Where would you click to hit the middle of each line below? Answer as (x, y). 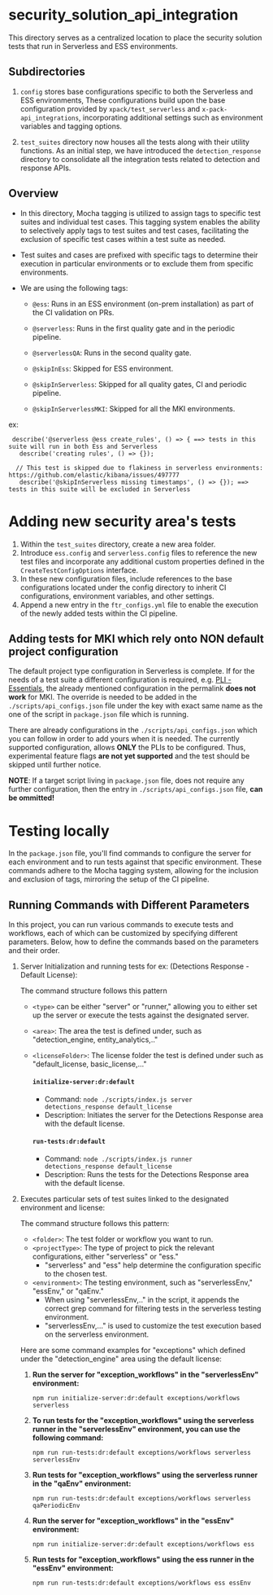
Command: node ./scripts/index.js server (118, 1099)
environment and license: (63, 1208)
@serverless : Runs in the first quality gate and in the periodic (134, 328)
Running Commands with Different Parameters (129, 905)
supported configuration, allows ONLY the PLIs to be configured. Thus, (127, 748)
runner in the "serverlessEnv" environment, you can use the (136, 1429)
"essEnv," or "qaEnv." (68, 1291)
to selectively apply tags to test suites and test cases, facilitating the (134, 231)
